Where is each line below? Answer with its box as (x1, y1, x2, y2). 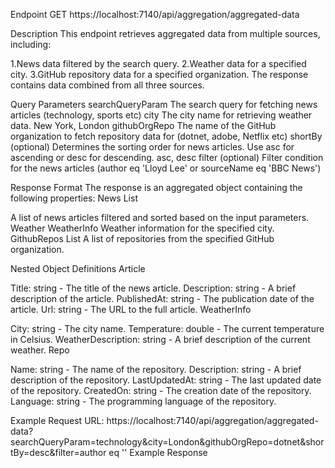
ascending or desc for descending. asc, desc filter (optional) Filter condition (10, 152, 324, 163)
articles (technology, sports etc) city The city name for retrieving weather (10, 109, 313, 121)
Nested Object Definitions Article (10, 263, 146, 274)
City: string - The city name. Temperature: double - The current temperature (10, 323, 325, 334)
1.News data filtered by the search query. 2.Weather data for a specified (10, 58, 307, 69)
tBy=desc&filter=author (10, 447, 107, 458)
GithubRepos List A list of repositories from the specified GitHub (10, 233, 275, 244)
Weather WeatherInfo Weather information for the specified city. (10, 222, 275, 234)
